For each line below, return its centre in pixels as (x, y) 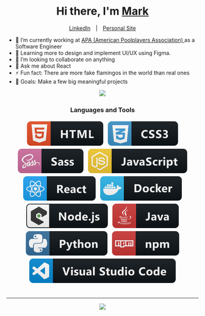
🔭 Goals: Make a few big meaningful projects (71, 81)
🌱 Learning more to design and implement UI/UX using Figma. (93, 52)
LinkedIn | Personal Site (103, 28)
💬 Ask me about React (43, 66)
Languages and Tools (103, 110)
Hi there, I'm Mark (103, 11)
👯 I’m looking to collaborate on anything (65, 59)
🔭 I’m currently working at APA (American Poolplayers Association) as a (105, 40)
